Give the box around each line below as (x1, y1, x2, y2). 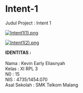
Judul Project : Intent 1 (5, 20, 51, 26)
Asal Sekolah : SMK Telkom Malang (5, 82, 78, 88)
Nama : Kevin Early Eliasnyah (5, 60, 65, 66)
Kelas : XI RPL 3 (5, 66, 38, 72)
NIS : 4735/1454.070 (5, 76, 48, 82)
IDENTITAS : (5, 49, 31, 55)
